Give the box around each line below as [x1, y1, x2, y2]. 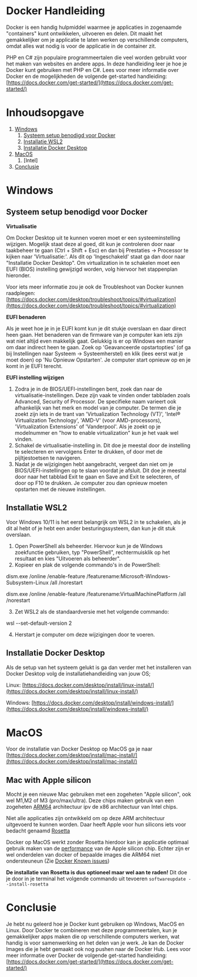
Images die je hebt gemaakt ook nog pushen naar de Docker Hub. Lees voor [6, 946, 191, 953]
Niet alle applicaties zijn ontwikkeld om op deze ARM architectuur [6, 815, 165, 822]
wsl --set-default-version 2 [6, 619, 72, 627]
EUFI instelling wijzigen [6, 373, 65, 381]
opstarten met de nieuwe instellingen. [14, 486, 106, 493]
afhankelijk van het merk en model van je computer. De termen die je [14, 404, 182, 411]
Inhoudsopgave [6, 106, 84, 119]
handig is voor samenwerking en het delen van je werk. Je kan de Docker [6, 939, 184, 946]
